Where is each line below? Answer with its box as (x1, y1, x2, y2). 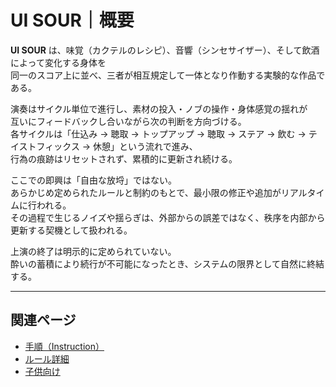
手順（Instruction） (24, 340, 105, 352)
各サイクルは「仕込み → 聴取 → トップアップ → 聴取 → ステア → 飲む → (10, 127, 307, 140)
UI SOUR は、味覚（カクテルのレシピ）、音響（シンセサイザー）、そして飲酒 (10, 44, 320, 56)
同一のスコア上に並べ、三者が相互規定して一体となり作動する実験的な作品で (10, 69, 326, 81)
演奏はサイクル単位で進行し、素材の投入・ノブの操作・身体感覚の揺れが (10, 102, 308, 115)
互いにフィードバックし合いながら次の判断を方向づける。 (10, 115, 247, 127)
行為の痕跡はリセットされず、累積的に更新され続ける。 (10, 152, 238, 165)
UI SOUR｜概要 (10, 9, 135, 32)
